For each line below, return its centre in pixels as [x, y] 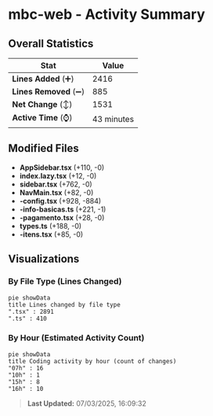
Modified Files [44, 148]
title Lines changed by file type [65, 304]
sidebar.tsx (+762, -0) [56, 184]
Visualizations [44, 259]
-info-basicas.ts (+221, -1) [63, 209]
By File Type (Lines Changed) [65, 282]
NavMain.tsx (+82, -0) [56, 192]
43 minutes [113, 119]
